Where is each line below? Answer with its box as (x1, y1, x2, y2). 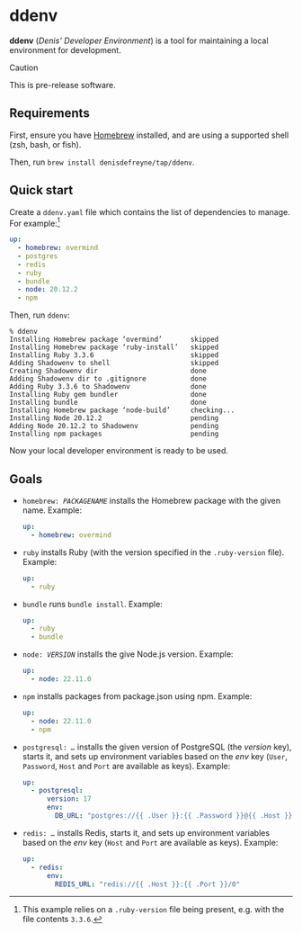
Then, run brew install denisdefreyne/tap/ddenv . (9, 157, 195, 167)
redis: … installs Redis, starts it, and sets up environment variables (22, 827, 271, 838)
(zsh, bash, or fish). (9, 139, 82, 149)
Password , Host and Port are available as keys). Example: (22, 760, 231, 771)
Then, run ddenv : (9, 310, 70, 320)
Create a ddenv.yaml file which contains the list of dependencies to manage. (9, 206, 290, 217)
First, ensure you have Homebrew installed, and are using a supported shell (9, 130, 289, 140)
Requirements (9, 105, 90, 121)
